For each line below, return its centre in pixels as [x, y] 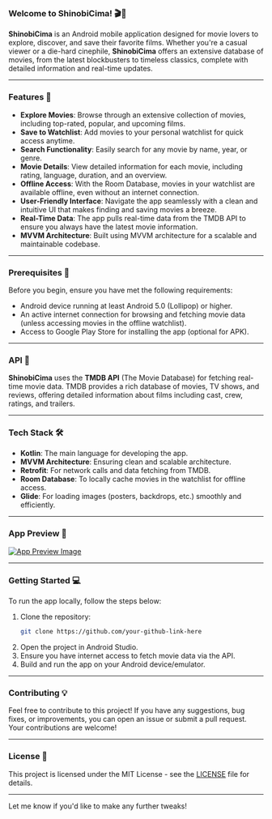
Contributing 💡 [38, 693]
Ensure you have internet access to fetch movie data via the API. [127, 655]
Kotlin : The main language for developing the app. [104, 454]
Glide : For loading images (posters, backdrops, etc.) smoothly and [131, 497]
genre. [31, 158]
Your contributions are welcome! [63, 727]
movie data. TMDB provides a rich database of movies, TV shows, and [142, 386]
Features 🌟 [30, 97]
